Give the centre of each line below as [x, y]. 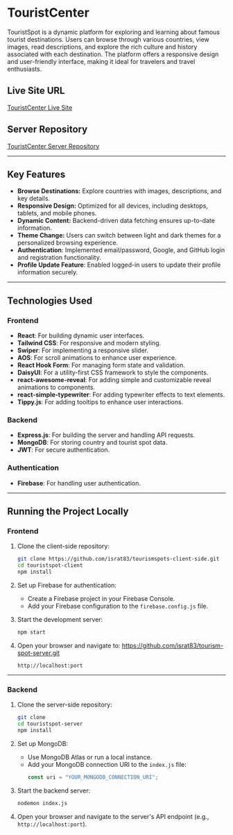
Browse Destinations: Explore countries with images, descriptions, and [119, 191]
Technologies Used [50, 300]
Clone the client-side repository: [63, 546]
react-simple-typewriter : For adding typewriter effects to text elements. [121, 395]
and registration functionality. [59, 258]
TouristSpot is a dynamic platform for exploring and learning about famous [114, 32]
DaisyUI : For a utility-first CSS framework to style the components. [113, 372]
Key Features [36, 174]
